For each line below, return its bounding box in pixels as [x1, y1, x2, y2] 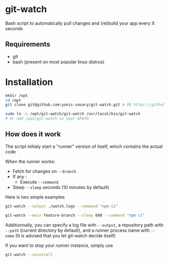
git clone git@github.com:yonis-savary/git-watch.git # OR [5, 102, 132, 108]
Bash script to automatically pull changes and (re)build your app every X [5, 20, 155, 26]
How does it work [5, 130, 61, 139]
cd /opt [5, 98, 22, 103]
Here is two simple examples [5, 194, 65, 200]
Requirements [5, 40, 50, 49]
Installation [5, 76, 53, 88]
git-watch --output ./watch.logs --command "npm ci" [5, 204, 118, 209]
